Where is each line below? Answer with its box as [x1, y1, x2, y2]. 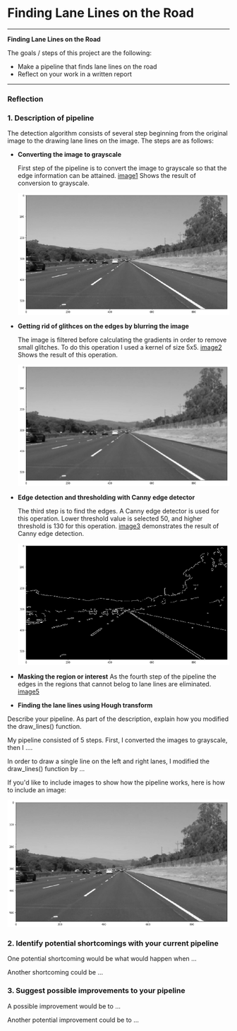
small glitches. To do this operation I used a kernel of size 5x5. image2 [17, 342, 222, 351]
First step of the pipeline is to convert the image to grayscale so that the [17, 164, 227, 172]
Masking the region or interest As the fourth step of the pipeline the [17, 672, 217, 681]
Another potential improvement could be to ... [7, 1015, 140, 1024]
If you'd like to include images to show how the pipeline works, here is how [7, 778, 226, 787]
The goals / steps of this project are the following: [7, 48, 152, 57]
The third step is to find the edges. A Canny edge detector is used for [17, 507, 220, 515]
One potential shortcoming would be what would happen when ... [7, 955, 197, 963]
